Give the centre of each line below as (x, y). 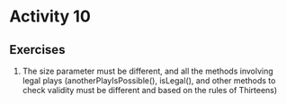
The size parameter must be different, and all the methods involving (148, 71)
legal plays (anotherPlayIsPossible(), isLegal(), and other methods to (149, 81)
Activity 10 (50, 17)
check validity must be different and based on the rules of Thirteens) (150, 90)
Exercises (37, 50)
